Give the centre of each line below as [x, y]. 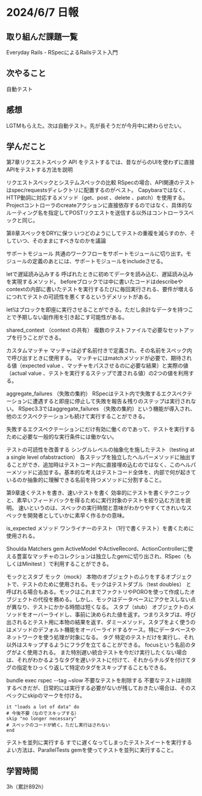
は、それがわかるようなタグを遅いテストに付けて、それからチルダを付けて [99, 660]
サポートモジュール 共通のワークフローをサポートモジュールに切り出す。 [96, 254]
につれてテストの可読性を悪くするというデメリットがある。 [80, 297]
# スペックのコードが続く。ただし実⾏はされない [58, 725]
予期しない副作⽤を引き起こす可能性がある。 [72, 317]
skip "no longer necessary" [42, 719]
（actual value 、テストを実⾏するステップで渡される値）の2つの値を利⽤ [97, 373]
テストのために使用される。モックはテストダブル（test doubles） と [107, 584]
